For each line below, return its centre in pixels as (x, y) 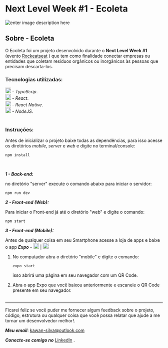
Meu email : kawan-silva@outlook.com (45, 330)
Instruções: (19, 129)
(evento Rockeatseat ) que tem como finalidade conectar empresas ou (78, 56)
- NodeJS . (22, 111)
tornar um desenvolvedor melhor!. (40, 321)
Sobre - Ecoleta (30, 38)
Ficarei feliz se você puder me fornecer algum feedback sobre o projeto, (80, 310)
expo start (24, 266)
